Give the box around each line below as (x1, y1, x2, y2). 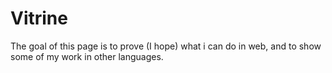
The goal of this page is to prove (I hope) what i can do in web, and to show (10, 40, 322, 52)
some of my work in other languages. (10, 50, 164, 62)
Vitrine (10, 7, 68, 30)
